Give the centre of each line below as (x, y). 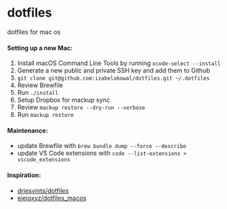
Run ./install (38, 93)
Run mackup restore (45, 115)
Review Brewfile (40, 85)
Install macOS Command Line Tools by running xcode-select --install (119, 63)
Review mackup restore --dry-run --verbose (81, 107)
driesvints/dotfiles (43, 190)
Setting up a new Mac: (40, 48)
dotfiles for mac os (34, 32)
